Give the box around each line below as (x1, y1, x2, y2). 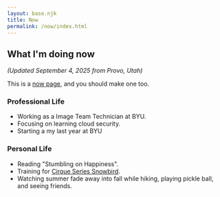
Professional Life (7, 97, 65, 106)
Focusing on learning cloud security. (16, 119, 121, 128)
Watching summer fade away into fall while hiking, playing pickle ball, (16, 174, 214, 183)
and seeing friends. (16, 181, 72, 189)
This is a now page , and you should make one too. (7, 80, 150, 88)
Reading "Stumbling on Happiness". (16, 159, 119, 168)
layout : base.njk (7, 10, 57, 17)
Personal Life (7, 144, 52, 154)
